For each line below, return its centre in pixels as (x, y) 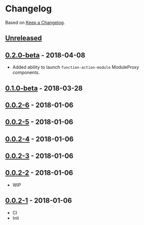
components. (26, 72)
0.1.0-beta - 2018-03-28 (44, 88)
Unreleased (24, 38)
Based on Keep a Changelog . (35, 22)
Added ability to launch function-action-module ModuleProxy (75, 67)
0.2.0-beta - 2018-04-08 (45, 55)
